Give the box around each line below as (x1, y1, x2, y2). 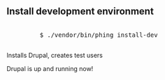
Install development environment (6, 6, 155, 17)
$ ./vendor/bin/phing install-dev (39, 31, 158, 39)
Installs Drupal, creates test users (6, 51, 103, 59)
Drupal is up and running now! (6, 64, 94, 72)
